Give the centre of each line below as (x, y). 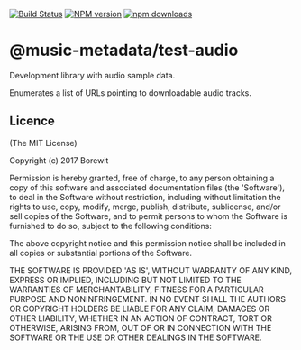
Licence (32, 121)
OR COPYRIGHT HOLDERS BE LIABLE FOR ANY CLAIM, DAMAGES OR (140, 309)
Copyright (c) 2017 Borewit (59, 160)
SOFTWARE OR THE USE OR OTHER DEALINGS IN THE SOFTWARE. (136, 337)
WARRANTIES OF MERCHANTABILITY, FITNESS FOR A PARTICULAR (137, 290)
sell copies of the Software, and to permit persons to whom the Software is (149, 216)
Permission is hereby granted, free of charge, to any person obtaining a (142, 178)
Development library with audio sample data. (92, 75)
